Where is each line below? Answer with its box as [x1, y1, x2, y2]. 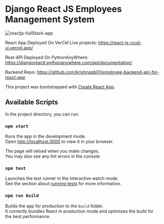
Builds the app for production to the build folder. [5, 203, 104, 209]
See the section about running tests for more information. [5, 181, 122, 187]
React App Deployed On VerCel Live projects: [5, 39, 98, 45]
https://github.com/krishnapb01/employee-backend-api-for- [36, 69, 160, 75]
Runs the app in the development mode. [5, 134, 86, 140]
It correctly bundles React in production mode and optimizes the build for [5, 208, 154, 214]
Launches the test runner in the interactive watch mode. [5, 175, 119, 181]
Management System [5, 14, 95, 25]
